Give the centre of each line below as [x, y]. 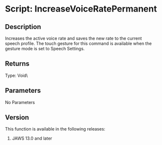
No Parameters [20, 102]
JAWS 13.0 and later [32, 138]
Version [17, 118]
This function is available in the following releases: [55, 129]
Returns [17, 64]
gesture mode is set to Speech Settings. [45, 49]
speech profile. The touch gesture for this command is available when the [78, 43]
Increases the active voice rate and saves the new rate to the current [74, 38]
